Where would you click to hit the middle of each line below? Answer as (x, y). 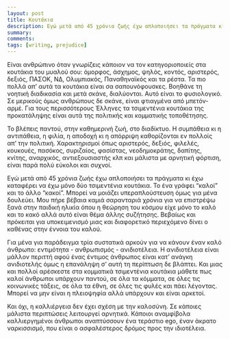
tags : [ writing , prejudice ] (47, 45)
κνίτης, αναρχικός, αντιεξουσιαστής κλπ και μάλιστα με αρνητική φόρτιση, (114, 158)
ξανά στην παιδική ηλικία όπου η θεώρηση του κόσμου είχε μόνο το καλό (112, 207)
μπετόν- (197, 101)
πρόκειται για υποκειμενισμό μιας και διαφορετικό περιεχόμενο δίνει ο (108, 222)
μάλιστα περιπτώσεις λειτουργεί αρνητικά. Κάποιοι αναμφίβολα (99, 314)
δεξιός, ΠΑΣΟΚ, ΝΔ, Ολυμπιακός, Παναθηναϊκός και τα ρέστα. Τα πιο (107, 79)
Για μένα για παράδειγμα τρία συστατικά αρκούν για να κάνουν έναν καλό (115, 242)
